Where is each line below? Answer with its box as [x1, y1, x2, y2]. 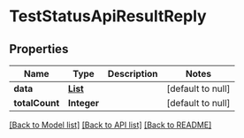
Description [107, 68, 158, 80]
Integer [67, 97, 100, 109]
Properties [9, 42, 69, 57]
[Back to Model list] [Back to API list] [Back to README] [9, 119, 212, 130]
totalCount [13, 97, 60, 109]
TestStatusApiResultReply [9, 6, 207, 27]
